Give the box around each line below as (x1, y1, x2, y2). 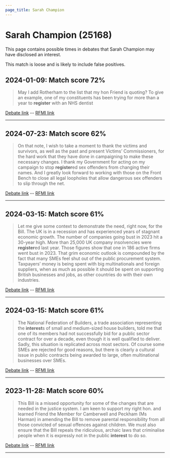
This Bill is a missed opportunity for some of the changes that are (17, 400, 154, 406)
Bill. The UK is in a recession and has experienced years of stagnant (17, 228, 160, 235)
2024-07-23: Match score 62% (5, 129, 106, 138)
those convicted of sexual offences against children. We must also (17, 422, 156, 428)
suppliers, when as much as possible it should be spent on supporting (17, 266, 164, 272)
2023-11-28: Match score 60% (5, 387, 104, 395)
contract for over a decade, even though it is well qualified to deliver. (17, 335, 161, 342)
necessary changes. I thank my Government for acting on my (17, 159, 145, 165)
